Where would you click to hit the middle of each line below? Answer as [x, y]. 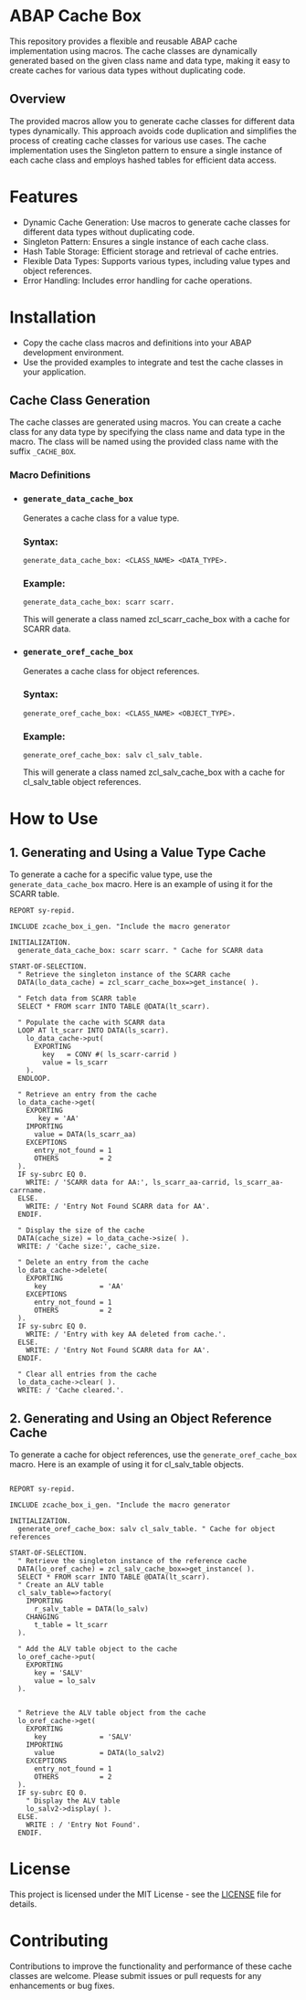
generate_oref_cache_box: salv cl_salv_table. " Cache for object [147, 1529]
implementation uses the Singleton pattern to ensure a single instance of [146, 150]
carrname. [28, 1190]
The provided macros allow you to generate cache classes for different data [152, 121]
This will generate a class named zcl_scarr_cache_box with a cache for [156, 619]
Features [44, 196]
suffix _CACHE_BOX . [43, 451]
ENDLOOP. [34, 1079]
